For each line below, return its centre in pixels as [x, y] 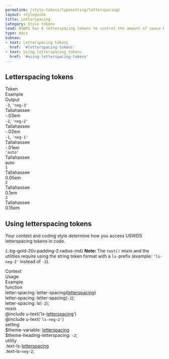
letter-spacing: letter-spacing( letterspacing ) [51, 292]
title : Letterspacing [28, 19]
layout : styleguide [26, 15]
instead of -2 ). [35, 261]
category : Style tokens [30, 24]
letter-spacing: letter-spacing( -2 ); [40, 298]
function [14, 287]
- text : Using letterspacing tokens [44, 52]
